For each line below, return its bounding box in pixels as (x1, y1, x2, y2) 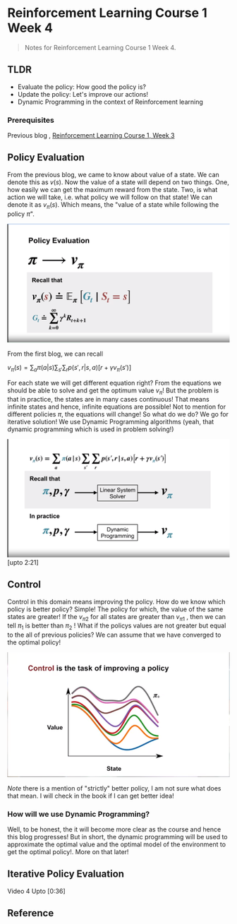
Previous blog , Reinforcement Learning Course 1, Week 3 (7, 131, 175, 140)
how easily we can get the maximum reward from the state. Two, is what (7, 185, 218, 193)
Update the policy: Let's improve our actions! (17, 90, 149, 98)
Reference (7, 907, 54, 919)
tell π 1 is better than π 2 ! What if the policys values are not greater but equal (7, 621, 226, 632)
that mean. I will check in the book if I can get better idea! (7, 791, 174, 800)
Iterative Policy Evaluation (7, 868, 125, 880)
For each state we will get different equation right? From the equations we (7, 378, 222, 387)
